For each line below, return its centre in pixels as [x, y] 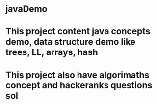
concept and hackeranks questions [79, 85]
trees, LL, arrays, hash [52, 52]
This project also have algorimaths [78, 75]
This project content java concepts [78, 32]
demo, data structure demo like [71, 42]
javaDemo [26, 9]
